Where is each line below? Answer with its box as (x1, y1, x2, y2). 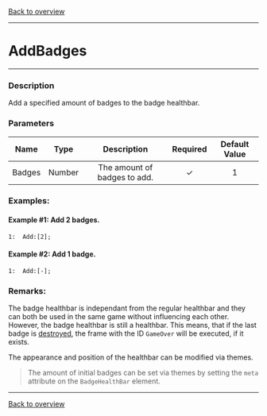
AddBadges (8, 42, 87, 60)
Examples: (8, 195, 50, 206)
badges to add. (97, 171, 153, 183)
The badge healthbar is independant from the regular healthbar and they (8, 303, 246, 313)
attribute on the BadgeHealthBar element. (27, 376, 161, 386)
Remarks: (8, 285, 46, 296)
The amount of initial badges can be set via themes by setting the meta (27, 368, 259, 378)
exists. (8, 337, 30, 347)
